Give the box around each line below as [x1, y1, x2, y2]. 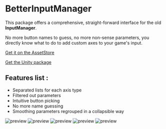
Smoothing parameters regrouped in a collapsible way [12, 108, 124, 114]
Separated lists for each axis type [12, 87, 82, 93]
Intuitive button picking [12, 97, 60, 103]
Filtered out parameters [12, 92, 61, 98]
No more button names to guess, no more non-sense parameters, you [5, 34, 149, 40]
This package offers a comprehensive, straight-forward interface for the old [5, 19, 161, 25]
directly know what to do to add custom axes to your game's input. [5, 39, 142, 45]
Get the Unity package [5, 59, 51, 65]
